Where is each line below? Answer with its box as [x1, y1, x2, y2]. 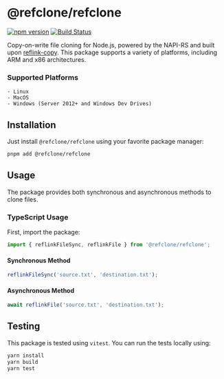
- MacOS [7, 94, 30, 101]
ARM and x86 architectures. [7, 55, 87, 63]
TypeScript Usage [7, 212, 69, 221]
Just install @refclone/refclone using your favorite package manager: [7, 138, 204, 146]
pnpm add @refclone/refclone [7, 151, 91, 158]
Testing [7, 321, 41, 332]
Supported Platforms [7, 72, 79, 82]
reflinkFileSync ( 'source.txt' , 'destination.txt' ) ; [7, 272, 158, 279]
